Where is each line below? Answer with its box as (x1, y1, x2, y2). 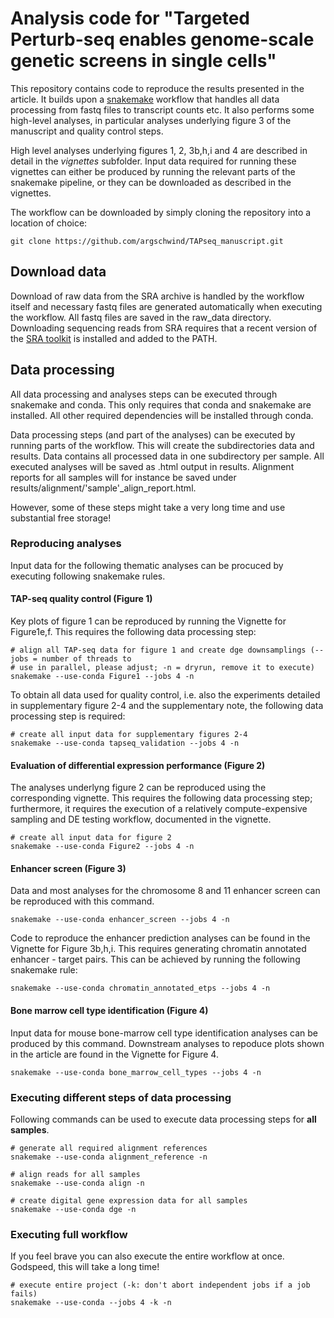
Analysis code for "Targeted (10, 7, 251, 30)
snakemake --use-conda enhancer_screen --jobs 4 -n (10, 915, 230, 925)
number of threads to (41, 654, 132, 664)
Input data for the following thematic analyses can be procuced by (10, 559, 284, 571)
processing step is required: (10, 710, 126, 722)
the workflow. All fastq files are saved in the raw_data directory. (10, 311, 272, 323)
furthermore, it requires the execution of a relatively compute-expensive (10, 803, 308, 815)
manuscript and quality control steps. (10, 125, 164, 137)
